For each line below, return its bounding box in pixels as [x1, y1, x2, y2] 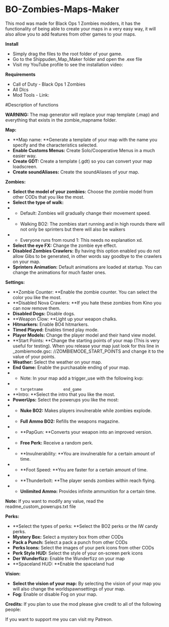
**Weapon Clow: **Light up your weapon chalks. [12, 316, 117, 322]
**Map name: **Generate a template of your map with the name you [12, 136, 158, 142]
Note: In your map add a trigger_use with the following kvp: [20, 375, 144, 381]
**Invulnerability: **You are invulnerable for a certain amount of [20, 450, 155, 457]
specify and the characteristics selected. [12, 142, 98, 148]
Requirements [5, 71, 36, 77]
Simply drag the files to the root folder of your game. [12, 51, 122, 57]
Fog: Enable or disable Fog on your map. [12, 591, 98, 597]
